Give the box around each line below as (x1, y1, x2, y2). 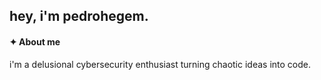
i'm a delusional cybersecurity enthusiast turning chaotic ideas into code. (9, 58, 311, 70)
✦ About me (9, 35, 61, 48)
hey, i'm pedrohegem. (9, 8, 149, 25)
